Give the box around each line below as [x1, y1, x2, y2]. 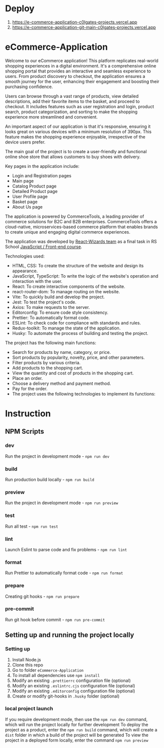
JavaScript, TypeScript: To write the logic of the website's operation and [12, 273, 159, 279]
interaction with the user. [12, 278, 63, 284]
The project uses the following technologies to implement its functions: [12, 391, 156, 397]
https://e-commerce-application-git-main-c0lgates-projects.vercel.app [12, 24, 156, 30]
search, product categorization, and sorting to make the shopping [5, 109, 138, 115]
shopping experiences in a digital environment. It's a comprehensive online [5, 63, 157, 69]
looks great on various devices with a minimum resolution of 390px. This [5, 128, 152, 135]
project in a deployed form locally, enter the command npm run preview [5, 737, 148, 743]
